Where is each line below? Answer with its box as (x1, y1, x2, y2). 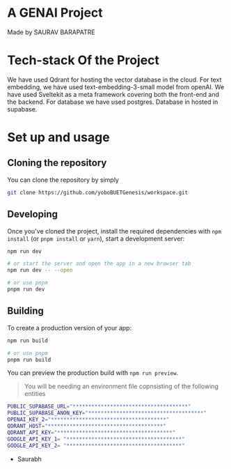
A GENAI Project (7, 5, 103, 21)
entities (24, 390, 46, 398)
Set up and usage (7, 130, 110, 146)
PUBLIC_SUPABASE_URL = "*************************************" (7, 403, 191, 410)
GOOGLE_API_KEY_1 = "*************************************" (7, 436, 186, 443)
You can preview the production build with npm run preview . (7, 369, 179, 377)
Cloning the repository (7, 157, 107, 169)
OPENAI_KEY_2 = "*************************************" (7, 416, 170, 423)
